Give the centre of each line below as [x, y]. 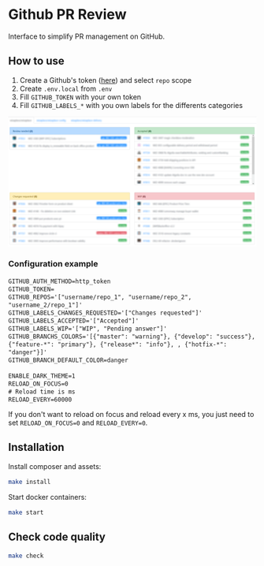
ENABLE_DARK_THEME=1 [42, 376]
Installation [36, 447]
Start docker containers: [47, 497]
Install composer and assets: [55, 466]
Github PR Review [67, 15]
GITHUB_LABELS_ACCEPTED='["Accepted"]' [74, 321]
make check [26, 556]
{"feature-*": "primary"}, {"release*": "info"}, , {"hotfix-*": [117, 344]
